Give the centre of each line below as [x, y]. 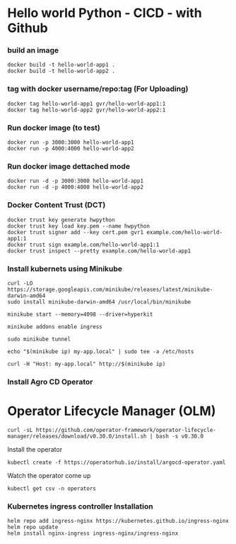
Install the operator [35, 449]
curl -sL [20, 430]
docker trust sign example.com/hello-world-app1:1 [83, 245]
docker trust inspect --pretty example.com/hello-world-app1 [99, 251]
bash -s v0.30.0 [179, 436]
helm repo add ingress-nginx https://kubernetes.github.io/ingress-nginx [118, 521]
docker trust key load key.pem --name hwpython [79, 226]
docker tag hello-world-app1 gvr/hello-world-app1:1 [87, 104]
